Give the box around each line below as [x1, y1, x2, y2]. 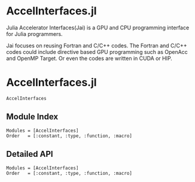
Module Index [6, 112, 59, 122]
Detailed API [6, 149, 53, 159]
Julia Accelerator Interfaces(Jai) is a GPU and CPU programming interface [6, 24, 190, 31]
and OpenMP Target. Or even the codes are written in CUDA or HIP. [6, 54, 172, 62]
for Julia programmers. [6, 30, 63, 37]
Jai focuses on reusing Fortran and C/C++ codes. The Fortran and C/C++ [6, 42, 187, 49]
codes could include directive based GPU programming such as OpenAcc [6, 48, 188, 55]
